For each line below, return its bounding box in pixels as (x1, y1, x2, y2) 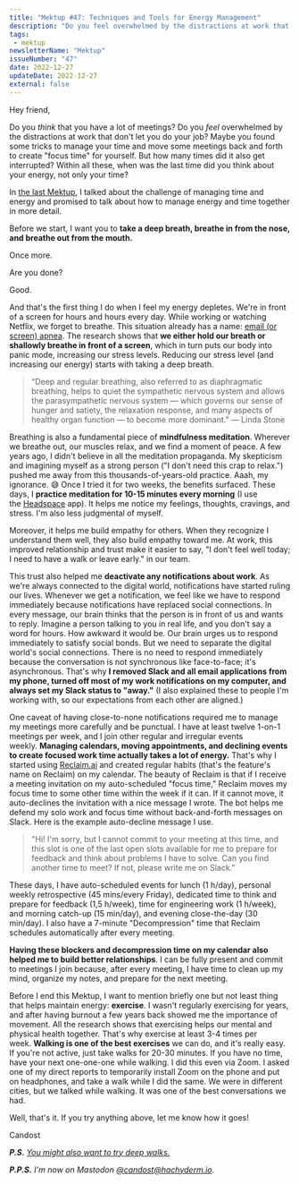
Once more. (9, 250, 53, 260)
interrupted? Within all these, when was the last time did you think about (9, 159, 275, 170)
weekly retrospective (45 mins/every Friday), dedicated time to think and (9, 889, 277, 899)
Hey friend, (9, 104, 51, 115)
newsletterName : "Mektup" (9, 47, 105, 55)
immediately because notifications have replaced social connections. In (9, 599, 272, 609)
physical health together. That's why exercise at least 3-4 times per (9, 1028, 257, 1039)
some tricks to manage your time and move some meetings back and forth (9, 141, 284, 151)
